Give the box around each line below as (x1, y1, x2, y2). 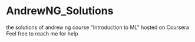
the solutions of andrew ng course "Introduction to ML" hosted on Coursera (6, 24, 190, 31)
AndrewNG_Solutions (6, 4, 114, 18)
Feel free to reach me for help (6, 30, 78, 37)
